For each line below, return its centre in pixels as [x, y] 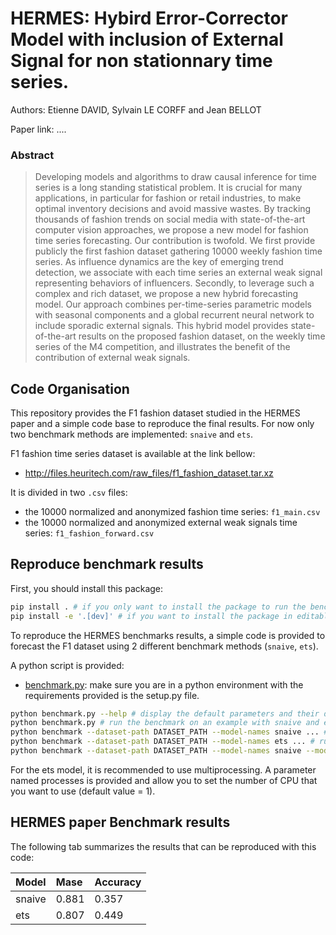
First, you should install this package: [87, 588]
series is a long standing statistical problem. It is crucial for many [168, 188]
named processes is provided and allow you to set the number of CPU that [164, 780]
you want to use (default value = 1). [83, 791]
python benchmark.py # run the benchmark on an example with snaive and [165, 723]
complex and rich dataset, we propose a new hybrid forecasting [166, 294]
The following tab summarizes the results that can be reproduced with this [163, 846]
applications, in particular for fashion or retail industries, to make [168, 198]
